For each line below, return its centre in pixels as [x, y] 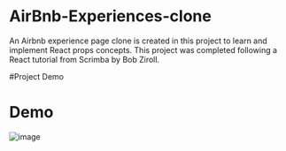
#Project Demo [37, 76]
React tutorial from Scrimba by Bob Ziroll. [85, 59]
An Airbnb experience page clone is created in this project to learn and [138, 41]
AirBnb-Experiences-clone [111, 16]
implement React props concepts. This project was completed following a [143, 49]
